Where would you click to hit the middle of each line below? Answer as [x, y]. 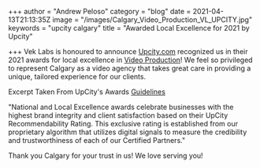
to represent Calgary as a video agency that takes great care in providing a [130, 68]
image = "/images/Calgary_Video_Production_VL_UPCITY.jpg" [152, 20]
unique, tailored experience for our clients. [77, 77]
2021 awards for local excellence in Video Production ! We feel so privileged [131, 60]
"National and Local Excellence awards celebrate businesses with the [121, 107]
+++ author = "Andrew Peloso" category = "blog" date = [100, 11]
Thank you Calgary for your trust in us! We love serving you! [106, 155]
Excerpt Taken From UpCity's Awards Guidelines [87, 92]
